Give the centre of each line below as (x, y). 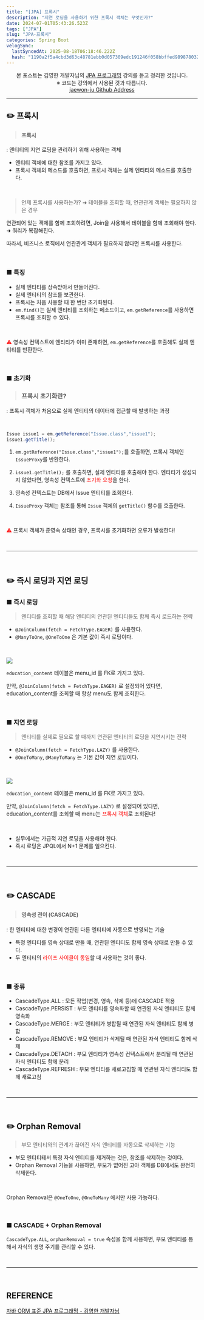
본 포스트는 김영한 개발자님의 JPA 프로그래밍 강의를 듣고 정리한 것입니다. (102, 75)
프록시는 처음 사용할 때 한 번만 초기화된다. (64, 302)
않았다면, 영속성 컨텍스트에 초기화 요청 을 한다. (76, 480)
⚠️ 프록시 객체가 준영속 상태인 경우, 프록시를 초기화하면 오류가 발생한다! (91, 530)
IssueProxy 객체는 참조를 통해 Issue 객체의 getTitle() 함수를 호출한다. (100, 506)
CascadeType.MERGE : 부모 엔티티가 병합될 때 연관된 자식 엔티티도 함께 (101, 1024)
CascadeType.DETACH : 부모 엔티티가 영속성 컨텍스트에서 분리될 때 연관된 (104, 1054)
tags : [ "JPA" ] (24, 29)
